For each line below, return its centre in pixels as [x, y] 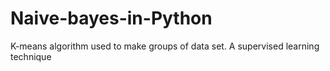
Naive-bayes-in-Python [111, 18]
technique [31, 56]
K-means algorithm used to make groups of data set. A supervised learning [165, 46]
